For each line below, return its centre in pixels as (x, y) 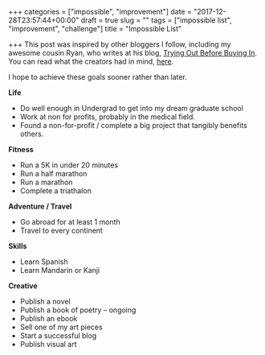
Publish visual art (49, 344)
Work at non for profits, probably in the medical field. (107, 117)
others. (32, 134)
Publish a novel (45, 301)
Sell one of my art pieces (61, 327)
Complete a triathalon (56, 191)
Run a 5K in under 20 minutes (69, 165)
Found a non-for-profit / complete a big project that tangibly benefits (133, 125)
